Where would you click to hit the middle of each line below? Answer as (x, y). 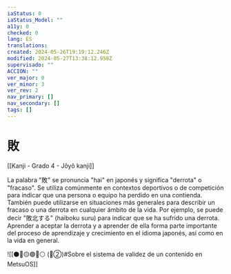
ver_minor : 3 (26, 84)
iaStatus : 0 (24, 13)
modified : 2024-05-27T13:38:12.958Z (60, 59)
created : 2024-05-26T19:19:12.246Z (58, 52)
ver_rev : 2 (23, 90)
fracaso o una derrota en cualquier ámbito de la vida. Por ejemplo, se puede (115, 209)
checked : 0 (23, 33)
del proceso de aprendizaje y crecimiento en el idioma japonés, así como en (115, 233)
